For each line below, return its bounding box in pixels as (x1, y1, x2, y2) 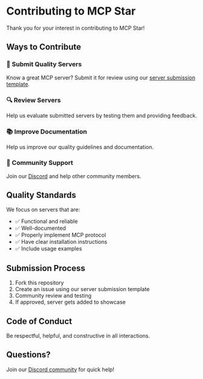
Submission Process (6, 263, 85, 273)
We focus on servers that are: (6, 206, 81, 213)
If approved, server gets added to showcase (15, 298, 126, 306)
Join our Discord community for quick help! (6, 366, 115, 373)
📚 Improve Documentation (6, 127, 87, 136)
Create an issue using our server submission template (15, 286, 150, 293)
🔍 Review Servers (6, 96, 61, 104)
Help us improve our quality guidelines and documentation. (6, 144, 154, 151)
